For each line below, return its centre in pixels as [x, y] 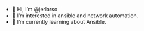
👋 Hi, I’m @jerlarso [35, 9]
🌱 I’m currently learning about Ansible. [59, 22]
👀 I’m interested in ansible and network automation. [75, 15]
